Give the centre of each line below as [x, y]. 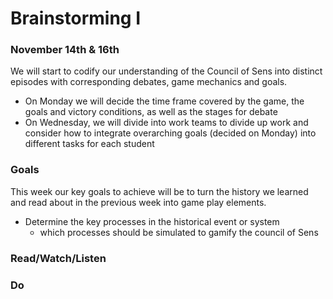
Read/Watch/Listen [58, 258]
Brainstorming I [76, 18]
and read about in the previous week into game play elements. [138, 202]
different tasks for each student [89, 144]
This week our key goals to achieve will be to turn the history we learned [159, 191]
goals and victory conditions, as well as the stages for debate [151, 112]
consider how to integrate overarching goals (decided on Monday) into [170, 133]
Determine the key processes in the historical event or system [152, 221]
